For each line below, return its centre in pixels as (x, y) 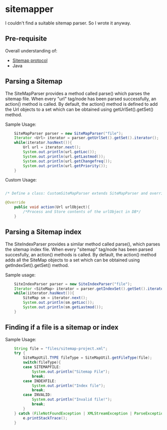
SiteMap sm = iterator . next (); (55, 298)
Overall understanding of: (31, 50)
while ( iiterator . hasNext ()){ (44, 293)
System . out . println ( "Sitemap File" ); (71, 372)
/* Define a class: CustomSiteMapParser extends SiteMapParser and (77, 194)
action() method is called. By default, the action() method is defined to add (82, 104)
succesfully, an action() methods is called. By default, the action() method (81, 254)
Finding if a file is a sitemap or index (62, 327)
